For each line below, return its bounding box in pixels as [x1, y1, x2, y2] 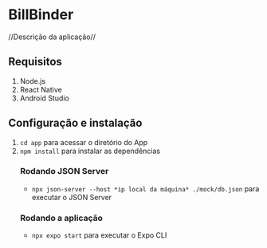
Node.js [19, 76, 46, 85]
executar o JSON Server [31, 192, 112, 202]
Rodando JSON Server [19, 166, 109, 177]
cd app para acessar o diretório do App [19, 137, 148, 147]
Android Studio [19, 93, 69, 103]
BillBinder [8, 6, 74, 24]
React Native [19, 85, 62, 94]
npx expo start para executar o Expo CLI [31, 230, 167, 240]
